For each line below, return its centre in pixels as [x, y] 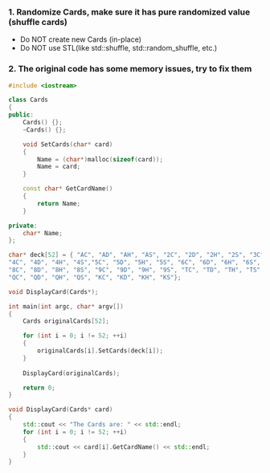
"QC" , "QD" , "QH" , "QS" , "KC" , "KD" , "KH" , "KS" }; [95, 277]
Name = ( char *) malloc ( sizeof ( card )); [100, 159]
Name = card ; [59, 167]
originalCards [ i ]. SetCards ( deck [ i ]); [100, 351]
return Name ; [59, 203]
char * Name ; [43, 233]
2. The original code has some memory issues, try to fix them [130, 69]
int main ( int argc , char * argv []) [66, 306]
